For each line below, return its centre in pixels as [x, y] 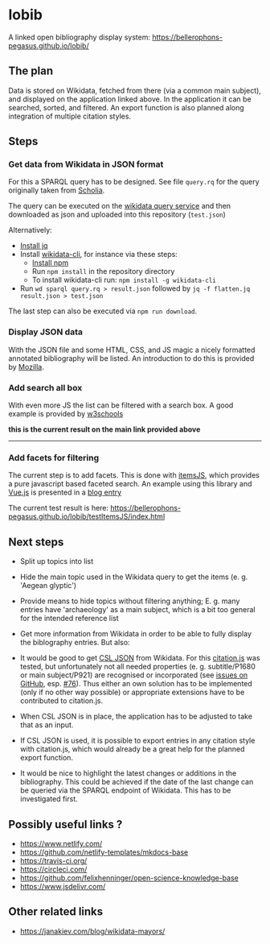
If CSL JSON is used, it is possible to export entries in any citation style [137, 741]
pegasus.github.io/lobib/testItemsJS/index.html [87, 516]
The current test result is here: [59, 508]
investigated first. [49, 799]
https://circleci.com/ [53, 869]
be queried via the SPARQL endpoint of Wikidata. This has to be [125, 790]
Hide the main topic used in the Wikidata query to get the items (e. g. [134, 577]
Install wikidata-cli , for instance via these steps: [99, 255]
